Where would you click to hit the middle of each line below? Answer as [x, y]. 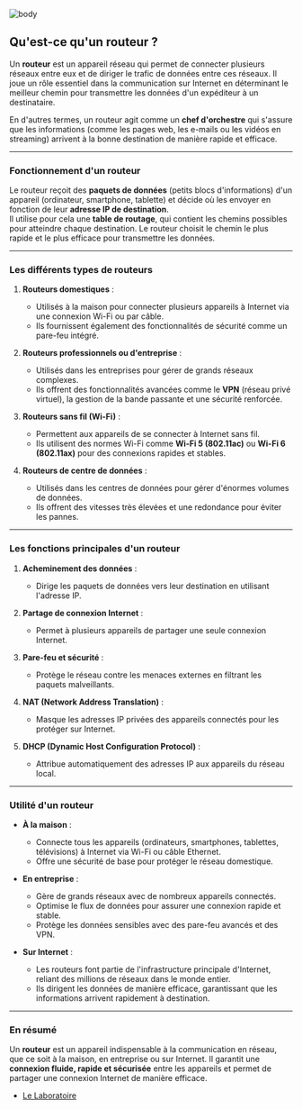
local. [46, 773]
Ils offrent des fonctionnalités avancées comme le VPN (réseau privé [163, 390]
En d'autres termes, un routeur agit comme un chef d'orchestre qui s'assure [151, 119]
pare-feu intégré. [67, 336]
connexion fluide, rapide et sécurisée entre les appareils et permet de [141, 1068]
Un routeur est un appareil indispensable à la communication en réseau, [143, 1050]
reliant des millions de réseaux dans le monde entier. [133, 979]
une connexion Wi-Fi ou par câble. [100, 316]
